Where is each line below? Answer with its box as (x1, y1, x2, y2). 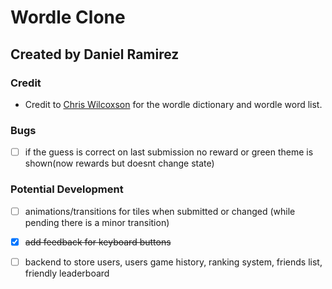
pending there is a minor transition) (24, 216, 170, 228)
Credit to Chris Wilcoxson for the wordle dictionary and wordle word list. (24, 98, 323, 110)
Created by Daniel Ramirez (10, 46, 180, 63)
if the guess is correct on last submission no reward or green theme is (24, 146, 314, 158)
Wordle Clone (10, 6, 126, 29)
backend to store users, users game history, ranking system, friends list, (24, 256, 323, 268)
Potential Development (10, 182, 124, 196)
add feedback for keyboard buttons (24, 236, 172, 248)
